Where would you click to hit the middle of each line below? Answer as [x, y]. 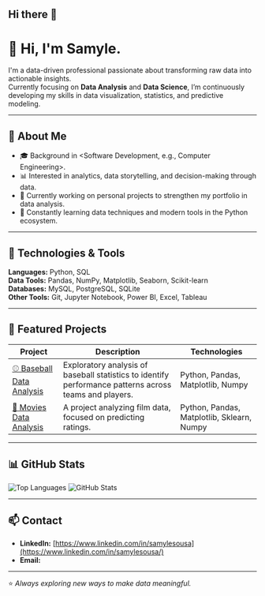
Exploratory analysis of [105, 365]
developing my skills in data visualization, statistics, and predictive [116, 96]
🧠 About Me [37, 136]
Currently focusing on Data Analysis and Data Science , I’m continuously [127, 87]
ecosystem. [38, 221]
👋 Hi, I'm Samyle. [65, 49]
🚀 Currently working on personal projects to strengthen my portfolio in [133, 196]
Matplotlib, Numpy [214, 384]
